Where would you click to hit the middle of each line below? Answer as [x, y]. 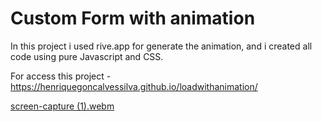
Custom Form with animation [133, 18]
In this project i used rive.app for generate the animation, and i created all [161, 46]
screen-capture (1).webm [62, 106]
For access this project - [61, 76]
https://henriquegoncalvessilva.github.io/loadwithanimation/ [134, 86]
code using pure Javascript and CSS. [87, 56]
